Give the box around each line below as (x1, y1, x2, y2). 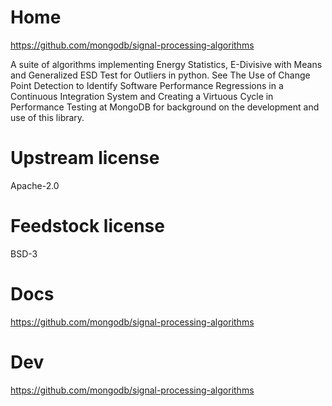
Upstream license (10, 147, 160, 170)
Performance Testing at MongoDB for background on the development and (10, 101, 320, 113)
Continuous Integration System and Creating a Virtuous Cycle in (10, 90, 274, 102)
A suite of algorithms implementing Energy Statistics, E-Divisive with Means (10, 58, 323, 70)
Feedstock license (10, 215, 165, 238)
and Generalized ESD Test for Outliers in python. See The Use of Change (10, 69, 311, 81)
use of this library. (10, 111, 85, 123)
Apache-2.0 (10, 179, 60, 191)
